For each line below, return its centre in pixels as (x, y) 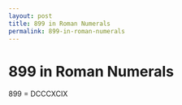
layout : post (30, 16)
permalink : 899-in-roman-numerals (67, 31)
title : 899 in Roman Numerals (60, 24)
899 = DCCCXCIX (38, 94)
